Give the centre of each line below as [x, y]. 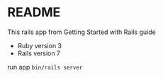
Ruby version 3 [40, 45]
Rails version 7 [39, 53]
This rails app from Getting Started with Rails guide [81, 32]
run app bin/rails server [45, 67]
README [34, 12]
